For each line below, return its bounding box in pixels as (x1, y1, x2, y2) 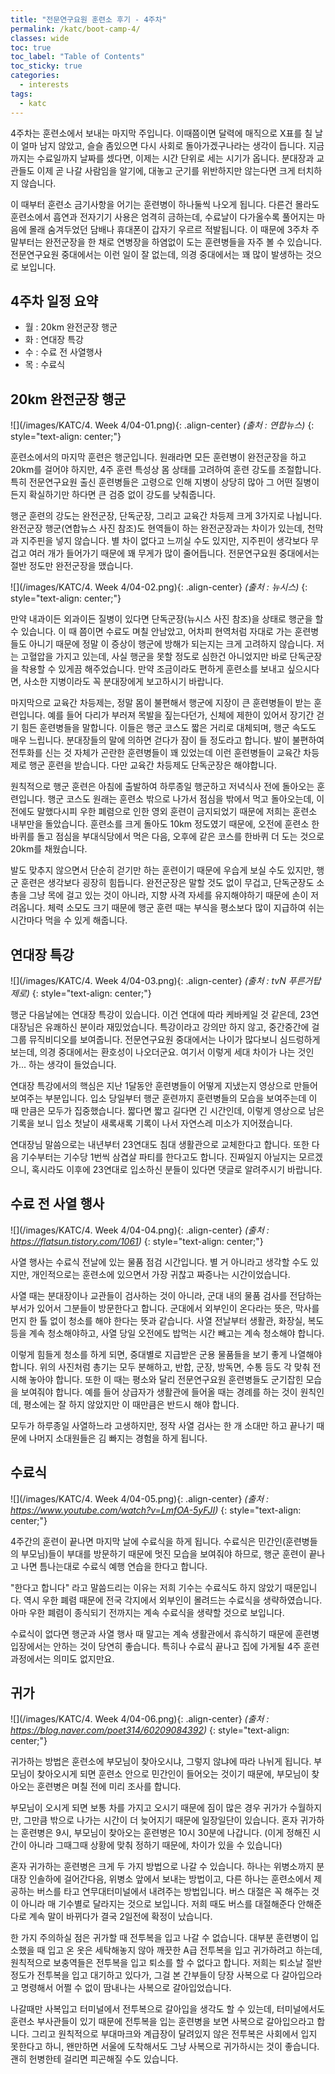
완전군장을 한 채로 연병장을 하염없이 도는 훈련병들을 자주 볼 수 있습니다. (44, 236, 323, 248)
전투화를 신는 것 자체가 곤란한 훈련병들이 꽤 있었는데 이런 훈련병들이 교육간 (10, 747, 302, 759)
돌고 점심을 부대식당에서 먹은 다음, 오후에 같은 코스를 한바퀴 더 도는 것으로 (36, 831, 325, 843)
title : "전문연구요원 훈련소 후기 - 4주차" (10, 14, 167, 25)
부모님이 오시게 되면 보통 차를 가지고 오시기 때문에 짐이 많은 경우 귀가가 (10, 1802, 288, 1814)
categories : (10, 71, 60, 81)
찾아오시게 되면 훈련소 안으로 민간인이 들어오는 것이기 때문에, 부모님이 (36, 1768, 310, 1780)
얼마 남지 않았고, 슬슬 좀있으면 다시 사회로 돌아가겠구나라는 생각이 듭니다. (20, 139, 307, 151)
